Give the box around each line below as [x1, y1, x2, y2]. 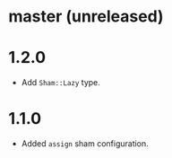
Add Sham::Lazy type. [21, 77, 100, 88]
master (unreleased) [8, 6, 164, 27]
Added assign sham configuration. [21, 138, 149, 149]
